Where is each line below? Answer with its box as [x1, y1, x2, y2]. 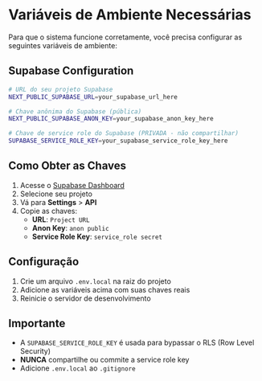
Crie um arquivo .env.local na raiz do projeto [19, 276, 171, 286]
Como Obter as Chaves [8, 159, 127, 173]
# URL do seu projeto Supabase [8, 85, 113, 93]
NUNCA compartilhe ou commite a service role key [19, 355, 190, 365]
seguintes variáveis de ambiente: [8, 40, 118, 50]
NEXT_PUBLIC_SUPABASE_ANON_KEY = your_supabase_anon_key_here [8, 115, 215, 123]
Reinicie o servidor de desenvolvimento [19, 293, 151, 303]
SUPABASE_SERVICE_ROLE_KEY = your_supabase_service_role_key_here [8, 137, 228, 145]
